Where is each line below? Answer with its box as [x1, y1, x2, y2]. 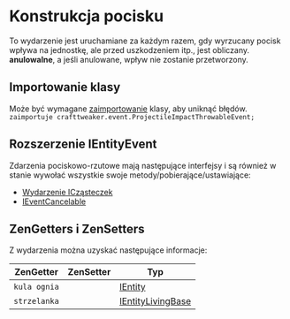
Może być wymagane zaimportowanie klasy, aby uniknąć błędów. [9, 103, 248, 114]
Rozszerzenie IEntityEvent [9, 137, 157, 152]
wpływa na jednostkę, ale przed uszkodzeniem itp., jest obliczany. [9, 44, 250, 55]
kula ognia [13, 282, 59, 292]
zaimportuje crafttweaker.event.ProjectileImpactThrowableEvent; [9, 112, 255, 121]
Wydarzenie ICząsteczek [21, 186, 113, 197]
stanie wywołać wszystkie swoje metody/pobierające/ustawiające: [9, 170, 251, 180]
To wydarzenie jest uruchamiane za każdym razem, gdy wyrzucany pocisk [9, 35, 281, 46]
